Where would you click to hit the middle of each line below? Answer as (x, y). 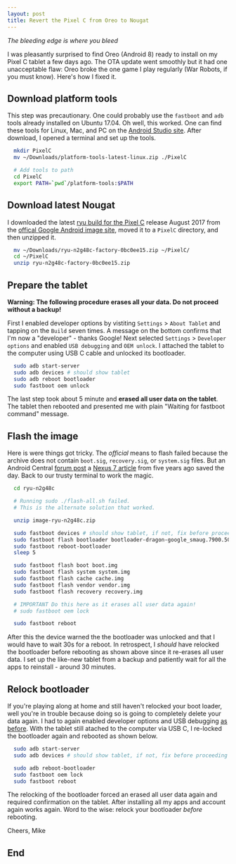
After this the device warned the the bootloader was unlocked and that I (111, 637)
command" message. (38, 414)
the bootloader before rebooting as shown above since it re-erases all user (116, 652)
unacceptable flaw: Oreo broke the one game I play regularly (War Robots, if (117, 69)
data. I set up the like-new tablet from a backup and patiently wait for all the (117, 660)
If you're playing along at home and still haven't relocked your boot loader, (115, 706)
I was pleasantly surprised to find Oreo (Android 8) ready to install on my (112, 54)
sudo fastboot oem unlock (52, 386)
